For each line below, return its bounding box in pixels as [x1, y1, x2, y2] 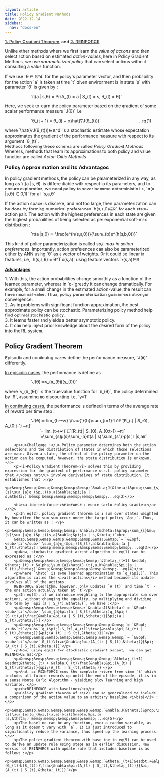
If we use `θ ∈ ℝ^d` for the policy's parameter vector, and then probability [5, 74, 154, 80]
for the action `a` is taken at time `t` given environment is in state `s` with [5, 79, 150, 85]
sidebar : [5, 21, 23, 26]
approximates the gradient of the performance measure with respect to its [5, 133, 154, 139]
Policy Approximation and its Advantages [5, 164, 109, 171]
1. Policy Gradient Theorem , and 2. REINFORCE [5, 39, 100, 44]
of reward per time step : [5, 408, 55, 414]
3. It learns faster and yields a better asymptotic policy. [5, 317, 116, 323]
